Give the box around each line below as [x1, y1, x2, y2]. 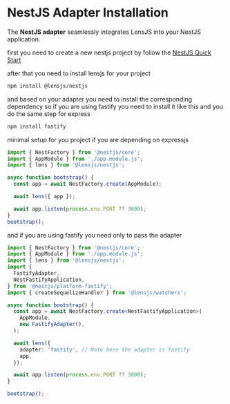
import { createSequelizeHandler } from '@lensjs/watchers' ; [7, 289, 187, 296]
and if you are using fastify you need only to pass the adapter [7, 231, 182, 239]
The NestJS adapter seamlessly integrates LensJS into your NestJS [7, 28, 202, 36]
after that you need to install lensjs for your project [7, 69, 151, 77]
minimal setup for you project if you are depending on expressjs [7, 135, 189, 144]
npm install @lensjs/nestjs [7, 82, 88, 89]
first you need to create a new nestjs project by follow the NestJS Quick [7, 48, 212, 57]
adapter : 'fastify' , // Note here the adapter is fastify [19, 346, 190, 353]
